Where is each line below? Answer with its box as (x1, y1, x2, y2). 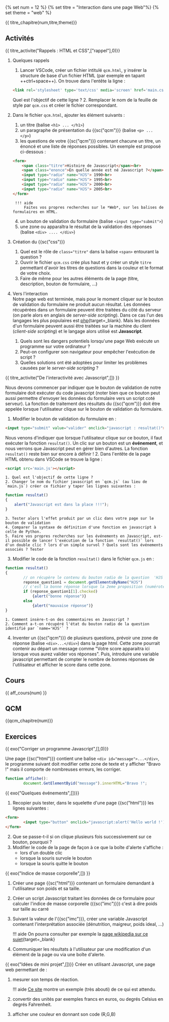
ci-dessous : (20, 149, 46, 155)
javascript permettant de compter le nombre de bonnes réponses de (12, 656, 154, 662)
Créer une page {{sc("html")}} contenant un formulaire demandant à (12, 880, 154, 886)
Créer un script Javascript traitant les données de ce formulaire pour (12, 895, 155, 901)
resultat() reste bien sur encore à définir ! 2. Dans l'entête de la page (5, 451, 151, 457)
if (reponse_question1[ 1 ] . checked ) (23, 589, 98, 594)
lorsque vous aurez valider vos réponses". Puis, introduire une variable (12, 651, 159, 657)
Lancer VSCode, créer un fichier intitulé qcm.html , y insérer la (20, 67, 147, 73)
